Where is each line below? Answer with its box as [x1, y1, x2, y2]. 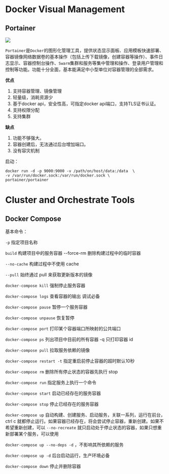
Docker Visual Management [5, 4, 125, 15]
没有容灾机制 [12, 148, 40, 153]
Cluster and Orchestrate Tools [5, 194, 135, 206]
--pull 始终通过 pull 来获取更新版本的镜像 [5, 272, 93, 278]
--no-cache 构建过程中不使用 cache [5, 261, 79, 267]
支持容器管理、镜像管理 [12, 88, 62, 94]
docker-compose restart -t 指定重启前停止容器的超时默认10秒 [5, 358, 135, 364]
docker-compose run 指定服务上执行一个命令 [5, 380, 96, 385]
